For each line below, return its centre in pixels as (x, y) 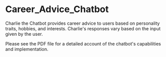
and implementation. (27, 49)
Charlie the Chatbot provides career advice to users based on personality (82, 23)
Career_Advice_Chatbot (57, 9)
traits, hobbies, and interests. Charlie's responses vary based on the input (83, 28)
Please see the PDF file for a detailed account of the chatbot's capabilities (83, 43)
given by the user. (24, 34)
